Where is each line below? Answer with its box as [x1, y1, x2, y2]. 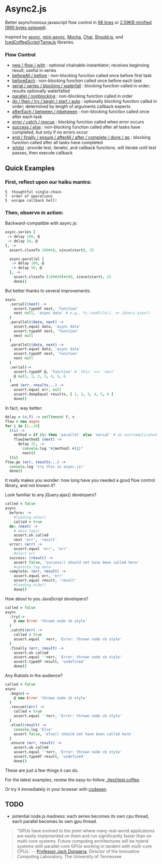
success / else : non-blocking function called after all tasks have [12, 124, 141, 130]
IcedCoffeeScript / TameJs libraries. [5, 39, 75, 45]
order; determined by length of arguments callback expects [12, 103, 131, 110]
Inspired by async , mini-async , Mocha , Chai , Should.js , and [5, 34, 123, 40]
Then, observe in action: [5, 209, 64, 216]
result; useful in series [12, 67, 57, 73]
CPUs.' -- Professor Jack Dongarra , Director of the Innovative [16, 848, 140, 854]
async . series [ [5, 229, 36, 235]
